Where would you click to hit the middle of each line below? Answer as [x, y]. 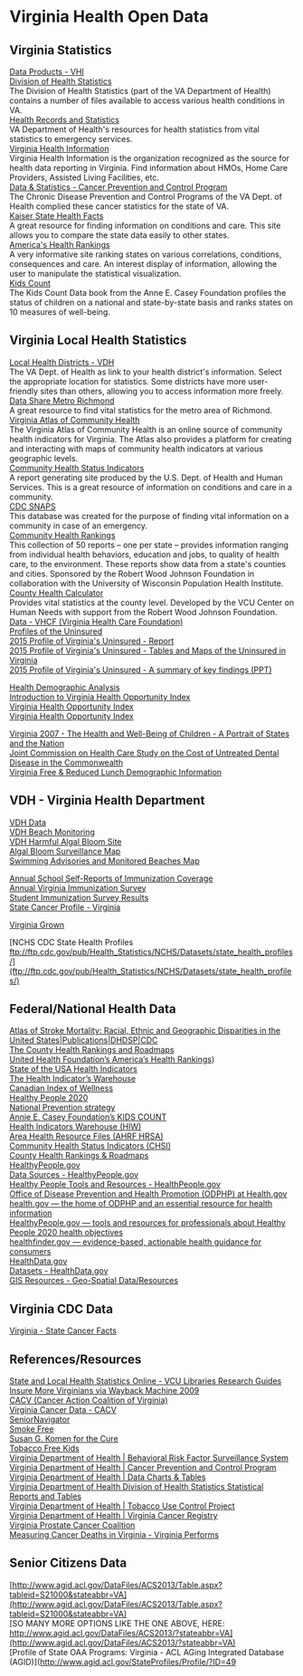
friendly [24, 391]
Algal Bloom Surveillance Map [65, 851]
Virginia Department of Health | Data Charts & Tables [108, 1477]
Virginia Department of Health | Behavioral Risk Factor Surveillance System [149, 1458]
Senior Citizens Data [68, 1563]
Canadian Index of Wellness [62, 1088]
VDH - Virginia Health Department [107, 801]
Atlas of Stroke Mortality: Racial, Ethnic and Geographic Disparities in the [145, 1031]
